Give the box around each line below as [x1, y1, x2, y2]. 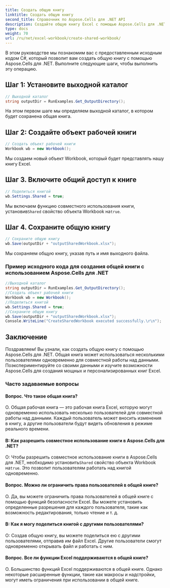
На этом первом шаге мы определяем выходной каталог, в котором [5, 108, 153, 114]
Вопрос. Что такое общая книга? [5, 393, 78, 399]
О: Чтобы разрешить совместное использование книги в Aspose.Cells [5, 454, 157, 460]
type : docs [5, 26, 28, 31]
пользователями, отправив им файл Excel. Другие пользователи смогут [5, 538, 162, 544]
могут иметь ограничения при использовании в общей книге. [5, 577, 139, 583]
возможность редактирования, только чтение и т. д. [5, 509, 119, 515]
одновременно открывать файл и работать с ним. [5, 543, 114, 549]
